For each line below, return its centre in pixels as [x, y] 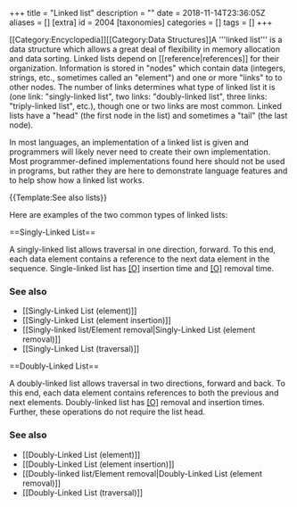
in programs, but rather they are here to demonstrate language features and [148, 170]
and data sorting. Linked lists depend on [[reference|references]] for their [144, 58]
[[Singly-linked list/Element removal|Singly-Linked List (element [139, 330]
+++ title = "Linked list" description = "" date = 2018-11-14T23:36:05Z [137, 13]
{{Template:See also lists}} [58, 197]
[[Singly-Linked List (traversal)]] [81, 349]
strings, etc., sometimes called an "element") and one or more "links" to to [146, 78]
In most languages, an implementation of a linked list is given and [129, 142]
